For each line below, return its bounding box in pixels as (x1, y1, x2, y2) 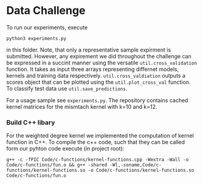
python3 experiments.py (6, 35, 67, 41)
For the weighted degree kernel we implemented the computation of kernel (6, 132, 194, 140)
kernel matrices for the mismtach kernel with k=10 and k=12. (6, 103, 157, 110)
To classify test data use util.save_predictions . (6, 84, 128, 92)
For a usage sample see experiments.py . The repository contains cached (6, 97, 188, 104)
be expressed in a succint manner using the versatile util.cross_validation (6, 59, 198, 66)
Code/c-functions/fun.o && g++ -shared (6, 162, 108, 168)
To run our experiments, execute (6, 24, 88, 31)
